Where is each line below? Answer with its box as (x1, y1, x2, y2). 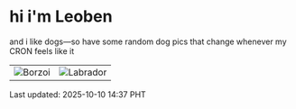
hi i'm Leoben (9, 6, 113, 27)
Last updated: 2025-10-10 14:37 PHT (9, 88, 146, 100)
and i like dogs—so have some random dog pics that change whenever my (9, 36, 287, 47)
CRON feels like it (9, 45, 75, 56)
